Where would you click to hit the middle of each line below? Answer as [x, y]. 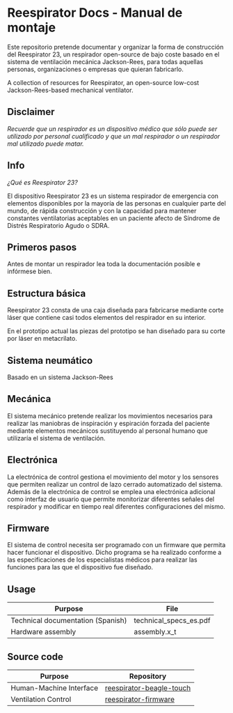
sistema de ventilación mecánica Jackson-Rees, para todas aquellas [105, 61]
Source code [35, 657]
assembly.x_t [155, 632]
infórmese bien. [30, 271]
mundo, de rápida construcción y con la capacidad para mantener [102, 210]
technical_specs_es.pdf [172, 620]
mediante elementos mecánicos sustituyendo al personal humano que [108, 431]
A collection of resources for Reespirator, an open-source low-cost [103, 82]
